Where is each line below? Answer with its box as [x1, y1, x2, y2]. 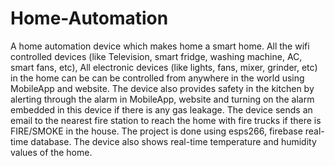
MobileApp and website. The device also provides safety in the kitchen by [10, 82, 315, 94]
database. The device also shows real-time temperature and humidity [30, 135, 317, 147]
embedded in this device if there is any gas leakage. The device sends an [10, 103, 313, 116]
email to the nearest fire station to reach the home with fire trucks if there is [10, 114, 322, 126]
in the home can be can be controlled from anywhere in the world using [10, 72, 305, 84]
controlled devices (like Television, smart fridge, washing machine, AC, [10, 50, 303, 62]
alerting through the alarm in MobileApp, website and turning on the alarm [10, 93, 315, 105]
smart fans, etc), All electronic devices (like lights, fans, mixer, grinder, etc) [10, 61, 318, 73]
